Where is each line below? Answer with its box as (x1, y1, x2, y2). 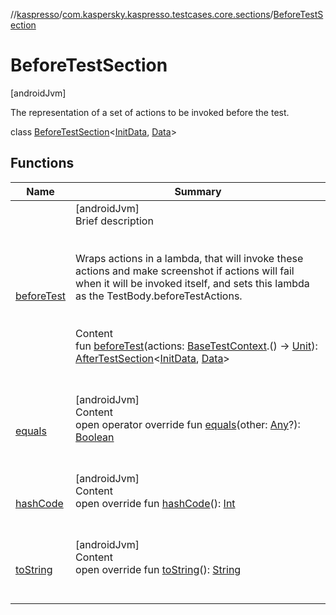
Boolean (75, 430, 115, 444)
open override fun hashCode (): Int (75, 496, 236, 510)
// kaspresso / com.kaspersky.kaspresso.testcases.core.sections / (10, 9, 274, 20)
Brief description (75, 214, 154, 228)
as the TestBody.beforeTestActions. (75, 289, 243, 303)
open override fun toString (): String (75, 562, 242, 576)
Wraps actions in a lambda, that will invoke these (75, 251, 304, 265)
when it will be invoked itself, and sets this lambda (75, 276, 310, 290)
